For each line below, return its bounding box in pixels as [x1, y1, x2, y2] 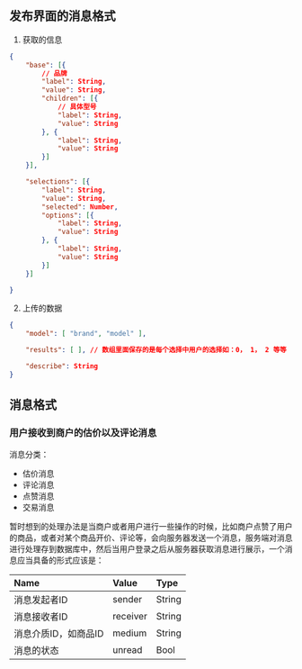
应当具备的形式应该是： [16, 555, 104, 565]
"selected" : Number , [41, 202, 119, 212]
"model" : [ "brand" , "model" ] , [25, 330, 147, 339]
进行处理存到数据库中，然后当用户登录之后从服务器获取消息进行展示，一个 [9, 543, 285, 554]
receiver [111, 610, 148, 622]
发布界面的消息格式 [9, 8, 116, 24]
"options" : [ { [41, 211, 94, 220]
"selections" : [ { [25, 177, 91, 186]
